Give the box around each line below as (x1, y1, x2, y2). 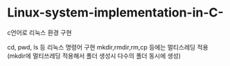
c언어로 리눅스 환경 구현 (7, 28, 72, 36)
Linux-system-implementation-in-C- (7, 5, 224, 21)
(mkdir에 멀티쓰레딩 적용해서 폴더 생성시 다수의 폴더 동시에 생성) (7, 52, 182, 60)
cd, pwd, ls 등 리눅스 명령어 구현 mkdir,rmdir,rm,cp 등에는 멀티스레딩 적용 (7, 43, 209, 51)
